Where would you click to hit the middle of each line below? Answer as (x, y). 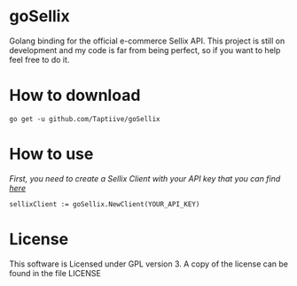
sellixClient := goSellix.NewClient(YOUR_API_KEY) (105, 204)
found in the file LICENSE (55, 273)
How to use (51, 155)
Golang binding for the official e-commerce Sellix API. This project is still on (147, 41)
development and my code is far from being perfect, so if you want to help (145, 50)
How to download (75, 96)
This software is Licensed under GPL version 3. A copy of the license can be (148, 264)
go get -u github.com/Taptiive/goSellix (85, 119)
